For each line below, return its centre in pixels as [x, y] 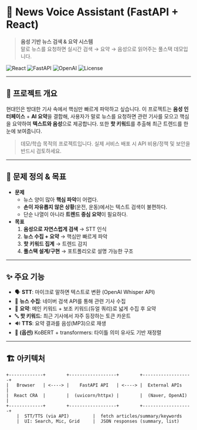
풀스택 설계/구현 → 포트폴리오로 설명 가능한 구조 [78, 251]
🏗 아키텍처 [26, 358]
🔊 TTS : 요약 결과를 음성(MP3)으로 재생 [60, 323]
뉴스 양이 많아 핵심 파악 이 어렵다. [61, 199]
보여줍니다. [30, 131]
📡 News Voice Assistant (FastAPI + [92, 12]
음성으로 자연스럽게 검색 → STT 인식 [65, 229]
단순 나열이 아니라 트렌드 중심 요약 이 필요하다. [75, 214]
